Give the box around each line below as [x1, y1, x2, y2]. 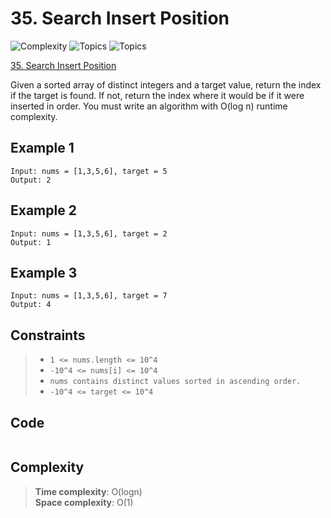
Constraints [10, 327, 86, 344]
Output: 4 [10, 300, 52, 310]
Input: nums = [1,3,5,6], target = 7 [10, 291, 168, 301]
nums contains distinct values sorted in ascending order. [49, 377, 302, 387]
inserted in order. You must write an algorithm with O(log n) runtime [10, 100, 288, 112]
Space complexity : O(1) [34, 496, 134, 508]
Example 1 [10, 140, 75, 157]
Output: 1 [10, 237, 52, 247]
